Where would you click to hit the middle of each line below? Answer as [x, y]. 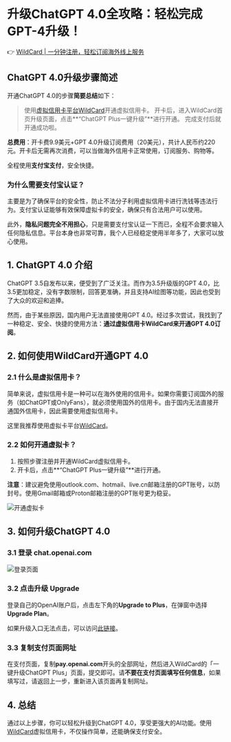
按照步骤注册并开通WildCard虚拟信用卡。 [75, 461]
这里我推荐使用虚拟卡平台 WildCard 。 [59, 425]
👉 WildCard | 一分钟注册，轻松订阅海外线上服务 [76, 52]
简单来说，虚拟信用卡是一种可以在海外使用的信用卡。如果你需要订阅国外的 [112, 394]
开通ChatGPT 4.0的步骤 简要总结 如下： [62, 95]
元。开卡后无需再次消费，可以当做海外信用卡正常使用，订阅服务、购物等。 [112, 150]
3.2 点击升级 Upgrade [43, 589]
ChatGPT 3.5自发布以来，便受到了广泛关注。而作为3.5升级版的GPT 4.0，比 [113, 283]
